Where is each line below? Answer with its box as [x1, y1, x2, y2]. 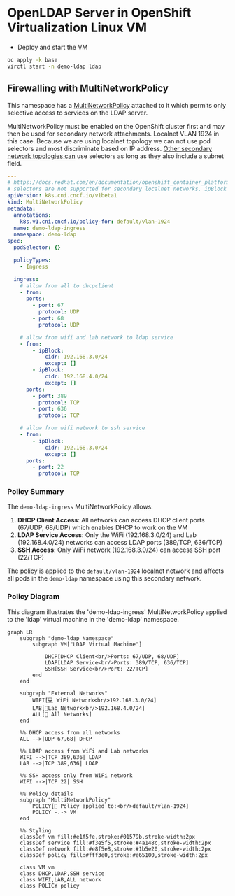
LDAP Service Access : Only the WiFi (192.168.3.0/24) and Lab [17, 531, 197, 539]
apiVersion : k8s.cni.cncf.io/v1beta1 [7, 192, 117, 199]
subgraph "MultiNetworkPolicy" [20, 796, 111, 804]
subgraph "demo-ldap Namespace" [20, 634, 114, 641]
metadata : [7, 205, 36, 212]
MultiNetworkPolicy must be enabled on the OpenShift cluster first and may [7, 122, 225, 130]
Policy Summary [7, 487, 64, 497]
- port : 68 [32, 315, 64, 322]
